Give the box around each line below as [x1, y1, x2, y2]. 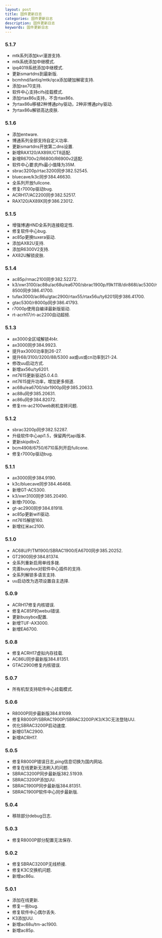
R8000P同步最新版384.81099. [12, 710, 72, 716]
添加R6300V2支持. [12, 246, 49, 252]
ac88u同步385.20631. [12, 390, 56, 396]
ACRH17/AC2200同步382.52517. [12, 192, 76, 198]
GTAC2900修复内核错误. [12, 663, 61, 668]
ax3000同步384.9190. [12, 475, 56, 481]
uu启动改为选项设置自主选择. [12, 578, 70, 583]
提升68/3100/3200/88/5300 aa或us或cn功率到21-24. [12, 354, 118, 360]
